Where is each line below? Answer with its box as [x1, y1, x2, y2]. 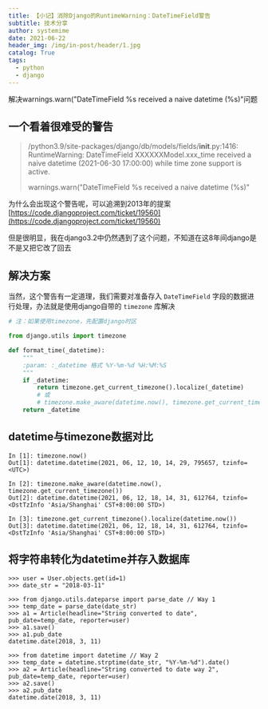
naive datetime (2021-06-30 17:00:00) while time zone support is [27, 158, 242, 168]
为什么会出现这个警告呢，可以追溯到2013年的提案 [8, 199, 171, 209]
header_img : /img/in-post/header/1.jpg [8, 42, 141, 50]
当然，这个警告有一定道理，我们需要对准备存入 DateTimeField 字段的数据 [8, 291, 247, 301]
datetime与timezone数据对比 [8, 430, 154, 444]
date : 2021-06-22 [8, 34, 66, 42]
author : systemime [8, 26, 69, 34]
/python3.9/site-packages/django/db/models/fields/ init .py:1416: [27, 142, 239, 151]
